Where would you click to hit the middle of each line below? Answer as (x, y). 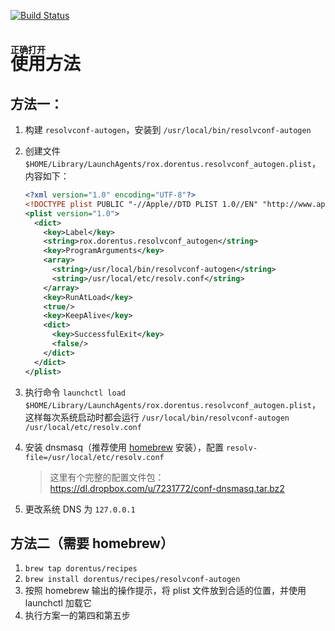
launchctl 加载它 (58, 603)
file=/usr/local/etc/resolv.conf (94, 457)
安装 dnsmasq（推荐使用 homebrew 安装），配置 (124, 447)
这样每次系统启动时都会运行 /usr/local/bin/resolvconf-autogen (157, 417)
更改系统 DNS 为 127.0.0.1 (80, 509)
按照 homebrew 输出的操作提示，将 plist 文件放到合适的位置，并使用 (165, 591)
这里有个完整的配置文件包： (107, 477)
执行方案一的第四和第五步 (77, 616)
